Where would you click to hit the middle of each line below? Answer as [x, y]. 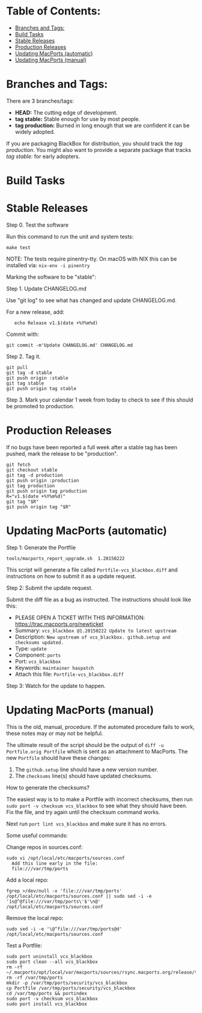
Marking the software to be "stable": [51, 277]
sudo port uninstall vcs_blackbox [50, 956]
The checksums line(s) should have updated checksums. [84, 775]
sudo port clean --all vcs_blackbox [52, 962]
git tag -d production [35, 475]
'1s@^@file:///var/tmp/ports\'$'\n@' [54, 901]
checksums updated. [39, 642]
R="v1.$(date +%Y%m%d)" [36, 496]
